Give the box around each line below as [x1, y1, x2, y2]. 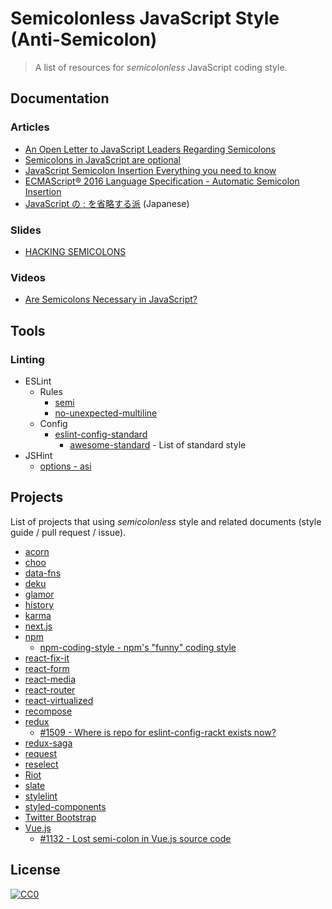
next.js [24, 620, 53, 632]
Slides [10, 223, 42, 237]
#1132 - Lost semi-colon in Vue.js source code [39, 832, 232, 844]
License [10, 862, 61, 879]
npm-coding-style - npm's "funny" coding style [39, 641, 237, 653]
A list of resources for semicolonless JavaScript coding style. [34, 61, 288, 73]
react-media [24, 673, 76, 685]
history [24, 598, 55, 611]
